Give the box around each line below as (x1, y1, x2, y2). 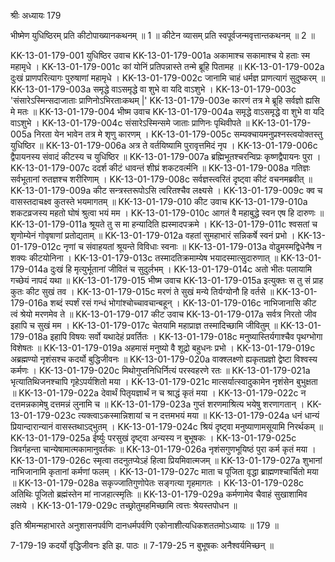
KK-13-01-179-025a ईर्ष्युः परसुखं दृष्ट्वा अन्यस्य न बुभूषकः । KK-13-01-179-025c (10, 432, 297, 444)
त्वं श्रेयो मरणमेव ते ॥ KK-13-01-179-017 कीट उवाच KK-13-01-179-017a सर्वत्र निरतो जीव (10, 308, 317, 320)
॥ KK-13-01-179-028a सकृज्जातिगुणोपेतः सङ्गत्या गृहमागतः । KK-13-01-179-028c (10, 477, 305, 489)
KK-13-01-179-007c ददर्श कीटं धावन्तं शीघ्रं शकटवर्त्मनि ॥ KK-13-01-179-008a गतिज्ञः (10, 162, 311, 174)
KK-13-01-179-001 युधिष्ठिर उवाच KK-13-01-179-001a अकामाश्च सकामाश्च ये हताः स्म (10, 50, 311, 61)
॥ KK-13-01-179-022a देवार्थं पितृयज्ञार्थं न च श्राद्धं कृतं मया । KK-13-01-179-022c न (10, 387, 307, 399)
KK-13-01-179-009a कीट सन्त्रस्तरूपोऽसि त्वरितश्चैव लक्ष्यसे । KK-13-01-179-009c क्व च (10, 185, 323, 196)
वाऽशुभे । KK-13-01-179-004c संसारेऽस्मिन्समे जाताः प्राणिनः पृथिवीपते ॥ (10, 117, 250, 129)
